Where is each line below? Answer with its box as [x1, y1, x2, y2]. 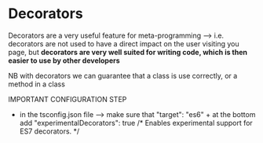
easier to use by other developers [8, 56, 120, 65]
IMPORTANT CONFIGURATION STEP [8, 94, 127, 104]
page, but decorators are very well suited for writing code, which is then [8, 47, 248, 57]
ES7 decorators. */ [19, 126, 80, 136]
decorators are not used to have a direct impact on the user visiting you [8, 38, 239, 48]
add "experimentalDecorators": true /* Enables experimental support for [19, 118, 253, 127]
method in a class [8, 79, 65, 89]
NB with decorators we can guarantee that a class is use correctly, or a [8, 71, 238, 80]
